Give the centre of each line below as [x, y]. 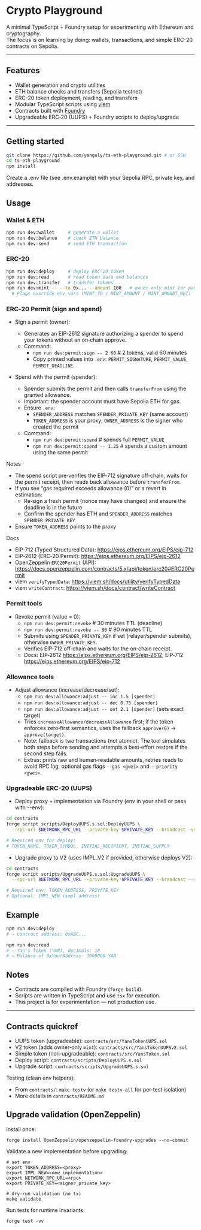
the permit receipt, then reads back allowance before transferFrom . [98, 482]
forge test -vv [25, 1221]
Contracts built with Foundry [50, 110]
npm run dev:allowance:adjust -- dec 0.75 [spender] [91, 703]
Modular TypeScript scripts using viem [63, 104]
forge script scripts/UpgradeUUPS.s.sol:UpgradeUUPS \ [76, 874]
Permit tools [24, 604]
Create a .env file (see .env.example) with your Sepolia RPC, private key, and [100, 178]
